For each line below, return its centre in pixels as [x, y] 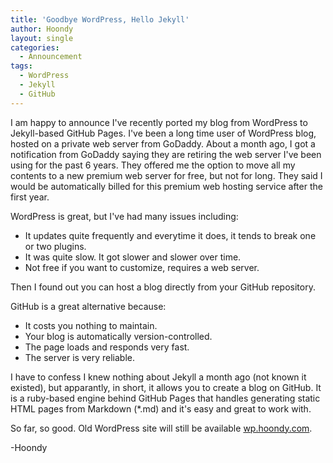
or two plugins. [55, 246]
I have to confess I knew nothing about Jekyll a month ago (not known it [158, 377]
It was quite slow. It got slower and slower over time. [133, 257]
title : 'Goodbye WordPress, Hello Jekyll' [100, 19]
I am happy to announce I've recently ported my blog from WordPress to [159, 122]
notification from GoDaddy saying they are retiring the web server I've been [166, 154]
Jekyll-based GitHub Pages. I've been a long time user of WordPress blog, [163, 133]
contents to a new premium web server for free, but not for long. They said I [166, 175]
